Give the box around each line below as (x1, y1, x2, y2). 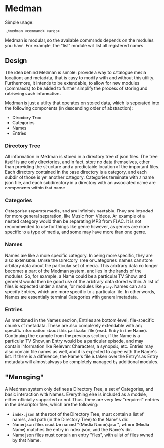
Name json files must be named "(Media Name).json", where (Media (12, 422, 150, 427)
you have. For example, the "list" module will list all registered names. (5, 42, 145, 48)
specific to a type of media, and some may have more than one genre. (5, 229, 147, 235)
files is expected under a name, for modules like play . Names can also (5, 283, 147, 289)
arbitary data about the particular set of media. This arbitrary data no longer (5, 262, 158, 268)
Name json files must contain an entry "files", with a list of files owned (12, 432, 154, 438)
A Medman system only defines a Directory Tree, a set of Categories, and (5, 386, 154, 392)
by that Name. (12, 437, 41, 443)
